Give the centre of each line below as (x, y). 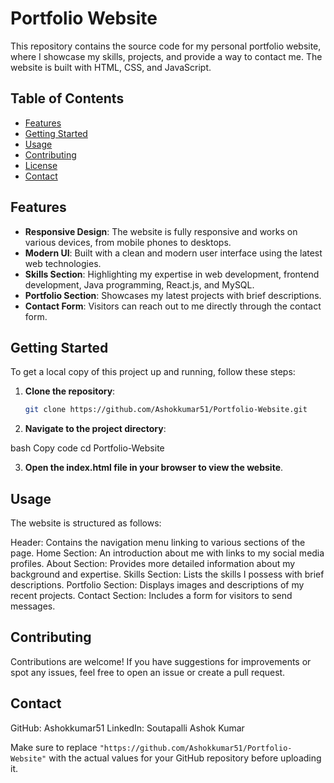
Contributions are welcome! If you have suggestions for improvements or (161, 661)
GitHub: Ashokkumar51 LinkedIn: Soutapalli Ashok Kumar (127, 728)
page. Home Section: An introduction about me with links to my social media (167, 553)
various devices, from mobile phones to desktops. (128, 242)
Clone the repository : (70, 391)
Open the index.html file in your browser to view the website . (154, 468)
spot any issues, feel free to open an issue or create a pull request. (148, 672)
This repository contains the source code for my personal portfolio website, (166, 46)
